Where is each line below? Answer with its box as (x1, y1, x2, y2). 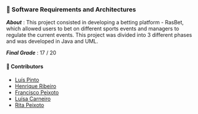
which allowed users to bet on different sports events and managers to (6, 25, 180, 32)
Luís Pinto (14, 76, 40, 83)
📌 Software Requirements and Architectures (6, 5, 136, 14)
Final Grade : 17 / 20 (6, 49, 56, 56)
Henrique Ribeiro (14, 83, 56, 90)
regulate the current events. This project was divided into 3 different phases (6, 31, 192, 39)
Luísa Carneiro (14, 95, 51, 102)
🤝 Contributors (6, 62, 43, 70)
